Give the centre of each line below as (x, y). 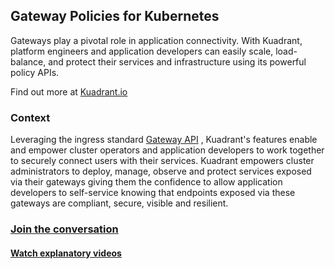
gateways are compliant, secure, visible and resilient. (119, 203)
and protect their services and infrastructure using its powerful (177, 61)
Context (30, 117)
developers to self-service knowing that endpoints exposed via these (153, 193)
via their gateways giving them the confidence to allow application (146, 182)
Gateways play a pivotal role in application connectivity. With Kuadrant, (156, 40)
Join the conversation (64, 229)
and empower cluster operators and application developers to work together (167, 150)
